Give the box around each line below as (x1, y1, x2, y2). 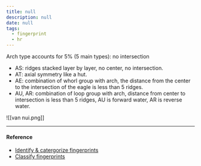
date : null (6, 20, 33, 26)
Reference (6, 133, 33, 140)
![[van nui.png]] (6, 114, 45, 121)
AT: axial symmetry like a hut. (14, 71, 87, 78)
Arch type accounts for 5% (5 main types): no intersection (6, 53, 150, 60)
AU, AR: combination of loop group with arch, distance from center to (14, 90, 185, 97)
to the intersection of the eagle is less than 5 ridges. (14, 84, 144, 90)
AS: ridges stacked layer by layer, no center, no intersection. (14, 64, 163, 72)
